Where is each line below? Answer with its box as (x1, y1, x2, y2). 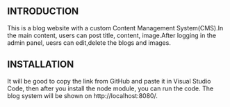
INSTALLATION (7, 59, 74, 70)
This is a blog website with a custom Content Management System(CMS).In (7, 23, 224, 32)
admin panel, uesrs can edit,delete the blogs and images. (7, 38, 172, 47)
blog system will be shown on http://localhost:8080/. (7, 91, 158, 99)
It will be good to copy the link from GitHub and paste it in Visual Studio (7, 77, 211, 85)
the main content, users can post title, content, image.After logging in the (7, 31, 217, 39)
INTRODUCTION (7, 6, 79, 17)
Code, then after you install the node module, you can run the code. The (7, 84, 214, 93)
